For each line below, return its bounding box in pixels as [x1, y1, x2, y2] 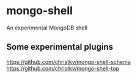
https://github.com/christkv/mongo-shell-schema [6, 58, 131, 65]
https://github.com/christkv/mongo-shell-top [6, 64, 119, 72]
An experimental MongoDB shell [6, 24, 87, 31]
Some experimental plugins [6, 42, 113, 52]
